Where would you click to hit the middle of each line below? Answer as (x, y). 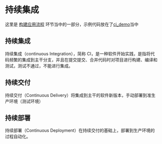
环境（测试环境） (26, 101)
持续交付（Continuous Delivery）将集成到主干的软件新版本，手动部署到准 (78, 95)
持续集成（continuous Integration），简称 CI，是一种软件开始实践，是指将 (78, 53)
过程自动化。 (18, 137)
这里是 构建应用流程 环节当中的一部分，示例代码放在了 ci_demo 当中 (72, 24)
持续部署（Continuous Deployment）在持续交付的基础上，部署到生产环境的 (80, 130)
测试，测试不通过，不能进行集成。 (39, 65)
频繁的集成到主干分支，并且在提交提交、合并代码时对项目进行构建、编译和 (83, 60)
